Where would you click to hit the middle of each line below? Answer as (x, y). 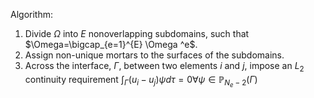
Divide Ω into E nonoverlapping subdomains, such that (137, 33)
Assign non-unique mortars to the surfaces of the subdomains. (154, 55)
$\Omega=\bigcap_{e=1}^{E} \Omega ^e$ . (111, 44)
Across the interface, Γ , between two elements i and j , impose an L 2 (164, 67)
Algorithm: (31, 14)
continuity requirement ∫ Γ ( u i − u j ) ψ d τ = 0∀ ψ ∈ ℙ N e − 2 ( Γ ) (141, 81)
